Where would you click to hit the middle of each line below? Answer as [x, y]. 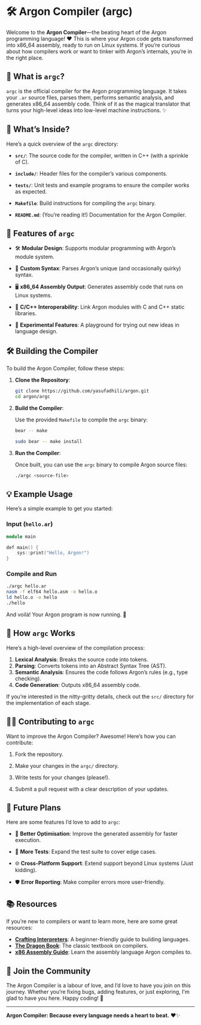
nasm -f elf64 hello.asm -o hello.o [52, 592]
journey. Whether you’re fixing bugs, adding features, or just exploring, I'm [98, 992]
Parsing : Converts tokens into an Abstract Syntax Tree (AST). [91, 665]
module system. [35, 257]
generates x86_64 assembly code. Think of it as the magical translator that [98, 104]
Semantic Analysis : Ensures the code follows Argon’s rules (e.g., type [101, 672]
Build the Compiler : [39, 408]
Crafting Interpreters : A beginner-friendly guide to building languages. [102, 939]
